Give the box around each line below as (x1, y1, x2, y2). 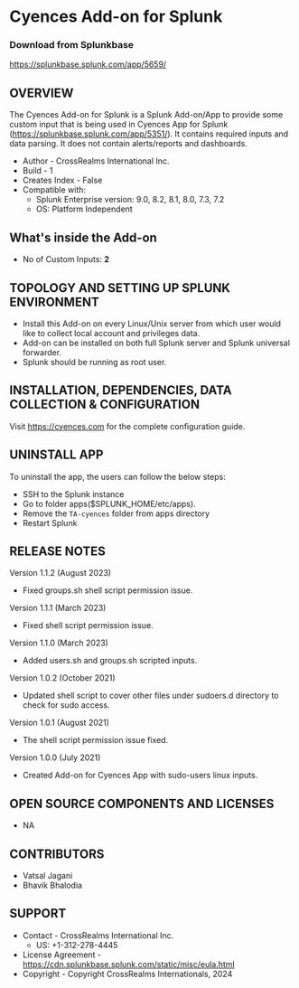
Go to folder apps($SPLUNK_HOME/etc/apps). (22, 498, 196, 509)
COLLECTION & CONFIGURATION (9, 397, 201, 412)
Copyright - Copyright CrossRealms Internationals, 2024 (22, 968, 233, 979)
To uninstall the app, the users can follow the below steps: (9, 471, 226, 482)
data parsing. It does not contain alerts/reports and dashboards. (9, 138, 248, 149)
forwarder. (22, 346, 61, 358)
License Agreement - (22, 949, 102, 960)
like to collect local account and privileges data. (22, 327, 201, 338)
